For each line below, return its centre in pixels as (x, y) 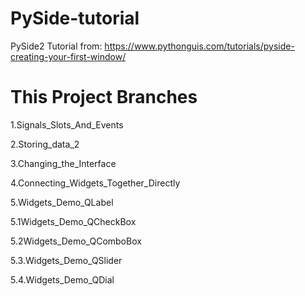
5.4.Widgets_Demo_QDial (62, 279)
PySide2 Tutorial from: (56, 46)
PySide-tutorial (75, 18)
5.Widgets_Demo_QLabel (62, 202)
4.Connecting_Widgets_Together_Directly (95, 183)
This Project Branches (104, 97)
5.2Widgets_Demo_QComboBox (76, 241)
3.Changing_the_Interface (63, 163)
